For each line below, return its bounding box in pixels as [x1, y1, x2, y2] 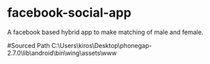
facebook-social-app [7, 5, 132, 21]
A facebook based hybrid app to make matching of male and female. [7, 28, 204, 36]
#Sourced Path [7, 41, 50, 49]
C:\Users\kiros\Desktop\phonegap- [51, 41, 152, 49]
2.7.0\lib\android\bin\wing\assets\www [7, 49, 117, 57]
